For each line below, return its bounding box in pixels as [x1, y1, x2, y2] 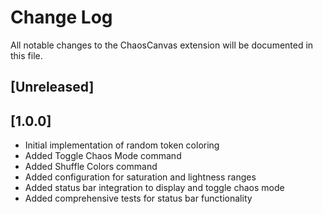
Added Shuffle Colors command [24, 161, 158, 173]
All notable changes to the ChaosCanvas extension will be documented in [10, 39, 314, 51]
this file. [10, 49, 43, 61]
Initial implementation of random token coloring [24, 139, 220, 151]
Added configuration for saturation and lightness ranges [24, 171, 257, 183]
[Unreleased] [10, 79, 95, 96]
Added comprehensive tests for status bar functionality [24, 192, 253, 205]
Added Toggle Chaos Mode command [24, 150, 182, 162]
